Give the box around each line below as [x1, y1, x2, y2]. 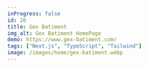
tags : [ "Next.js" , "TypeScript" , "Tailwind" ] [7, 43, 142, 50]
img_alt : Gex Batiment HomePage [7, 29, 101, 37]
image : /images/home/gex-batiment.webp [7, 50, 124, 57]
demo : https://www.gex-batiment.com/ [7, 36, 117, 43]
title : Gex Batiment [7, 23, 68, 30]
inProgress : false [7, 10, 61, 17]
